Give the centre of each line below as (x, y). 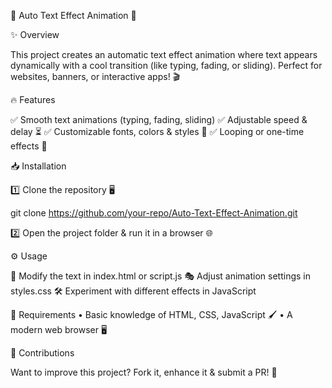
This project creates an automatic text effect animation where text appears (164, 54)
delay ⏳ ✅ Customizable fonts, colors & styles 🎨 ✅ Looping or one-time (157, 131)
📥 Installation (38, 166)
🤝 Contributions (42, 353)
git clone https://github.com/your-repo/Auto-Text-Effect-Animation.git (154, 213)
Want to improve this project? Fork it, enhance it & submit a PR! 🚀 (144, 372)
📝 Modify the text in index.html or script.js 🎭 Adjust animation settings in (160, 276)
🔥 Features (33, 99)
